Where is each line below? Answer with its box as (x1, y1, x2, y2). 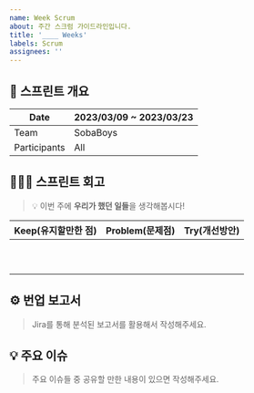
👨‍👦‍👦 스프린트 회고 (9, 174, 106, 190)
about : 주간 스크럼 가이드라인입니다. (9, 22, 132, 31)
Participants (14, 140, 66, 153)
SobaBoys (74, 126, 118, 139)
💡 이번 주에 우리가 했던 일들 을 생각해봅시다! (31, 200, 185, 211)
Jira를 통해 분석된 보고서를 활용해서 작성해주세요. (31, 318, 207, 329)
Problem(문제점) (106, 224, 176, 237)
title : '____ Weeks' (9, 30, 88, 39)
